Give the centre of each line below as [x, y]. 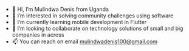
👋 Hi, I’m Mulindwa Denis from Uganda [60, 9]
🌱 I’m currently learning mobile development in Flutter [79, 22]
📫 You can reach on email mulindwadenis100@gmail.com [85, 41]
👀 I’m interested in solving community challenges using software [93, 16]
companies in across [38, 35]
